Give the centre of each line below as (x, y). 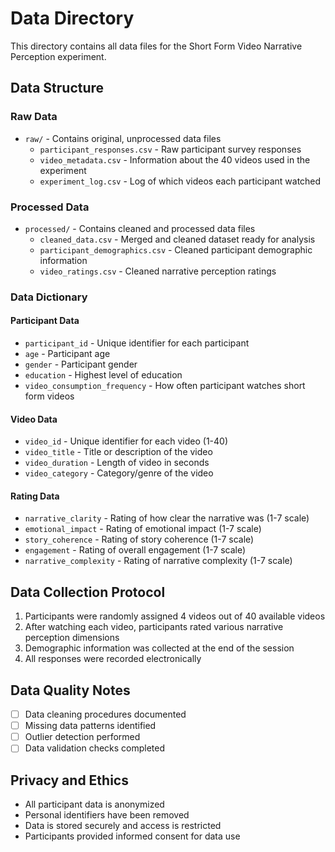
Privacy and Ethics (69, 780)
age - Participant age (67, 354)
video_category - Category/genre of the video (119, 473)
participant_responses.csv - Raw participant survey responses (170, 149)
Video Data (34, 419)
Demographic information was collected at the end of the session (159, 648)
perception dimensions (72, 638)
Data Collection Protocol (88, 592)
